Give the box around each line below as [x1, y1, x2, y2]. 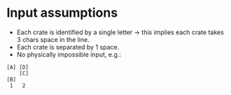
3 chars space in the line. [16, 35, 90, 43]
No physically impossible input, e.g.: [16, 50, 122, 59]
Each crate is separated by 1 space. [16, 43, 120, 51]
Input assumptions [6, 5, 118, 21]
